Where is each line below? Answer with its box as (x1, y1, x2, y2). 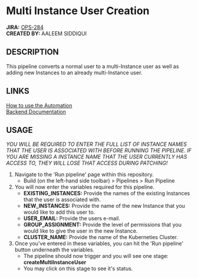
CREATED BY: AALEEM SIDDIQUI (6, 30, 87, 37)
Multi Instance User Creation (6, 4, 150, 18)
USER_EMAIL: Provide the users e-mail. (23, 215, 121, 222)
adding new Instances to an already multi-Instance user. (6, 69, 143, 76)
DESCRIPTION (6, 47, 59, 57)
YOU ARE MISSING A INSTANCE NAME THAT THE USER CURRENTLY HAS (6, 153, 187, 161)
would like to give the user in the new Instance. (23, 227, 138, 234)
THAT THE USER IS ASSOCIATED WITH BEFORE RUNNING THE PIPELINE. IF (6, 147, 192, 154)
